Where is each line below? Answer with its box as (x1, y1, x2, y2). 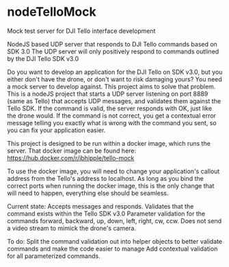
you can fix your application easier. (7, 126, 106, 134)
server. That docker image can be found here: (7, 147, 137, 155)
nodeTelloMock (7, 4, 97, 20)
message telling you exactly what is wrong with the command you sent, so (7, 118, 217, 127)
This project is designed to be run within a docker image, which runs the (7, 139, 211, 147)
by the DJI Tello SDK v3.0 (7, 54, 79, 62)
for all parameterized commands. (7, 251, 100, 260)
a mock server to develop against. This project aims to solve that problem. (7, 82, 216, 90)
